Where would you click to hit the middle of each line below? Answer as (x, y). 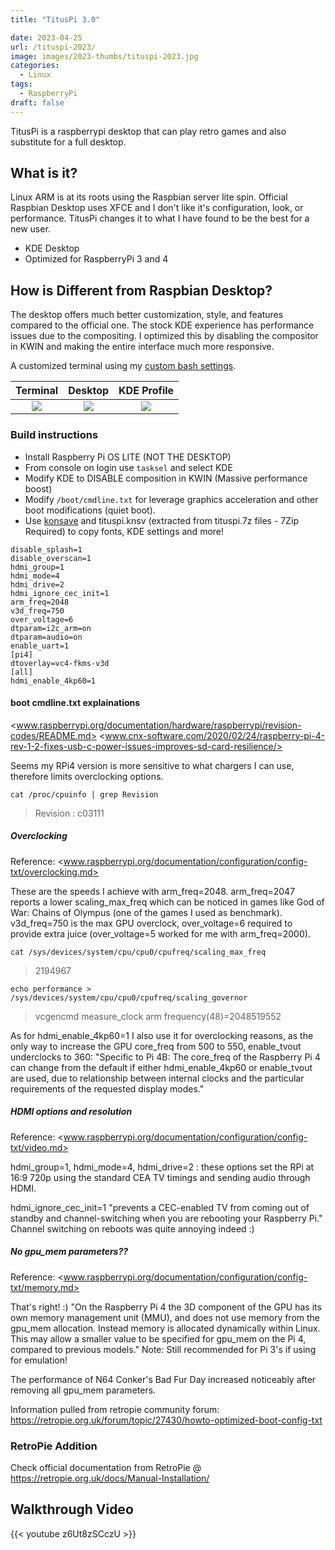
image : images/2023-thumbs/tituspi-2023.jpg (104, 56)
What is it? (44, 173)
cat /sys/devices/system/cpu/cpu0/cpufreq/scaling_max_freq (138, 952)
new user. (30, 229)
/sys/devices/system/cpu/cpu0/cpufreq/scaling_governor (129, 997)
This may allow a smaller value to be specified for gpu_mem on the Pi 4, (158, 1338)
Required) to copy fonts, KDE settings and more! (124, 531)
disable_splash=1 (46, 549)
